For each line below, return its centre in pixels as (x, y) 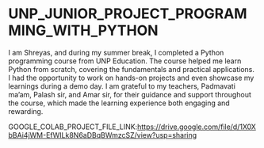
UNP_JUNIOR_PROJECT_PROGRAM (128, 14)
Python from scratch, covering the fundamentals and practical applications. (132, 69)
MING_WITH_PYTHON (83, 30)
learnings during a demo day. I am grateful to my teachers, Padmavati (122, 86)
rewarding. (26, 111)
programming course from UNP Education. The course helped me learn (125, 61)
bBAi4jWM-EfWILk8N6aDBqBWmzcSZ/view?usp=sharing (103, 135)
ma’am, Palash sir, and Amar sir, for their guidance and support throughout (130, 94)
